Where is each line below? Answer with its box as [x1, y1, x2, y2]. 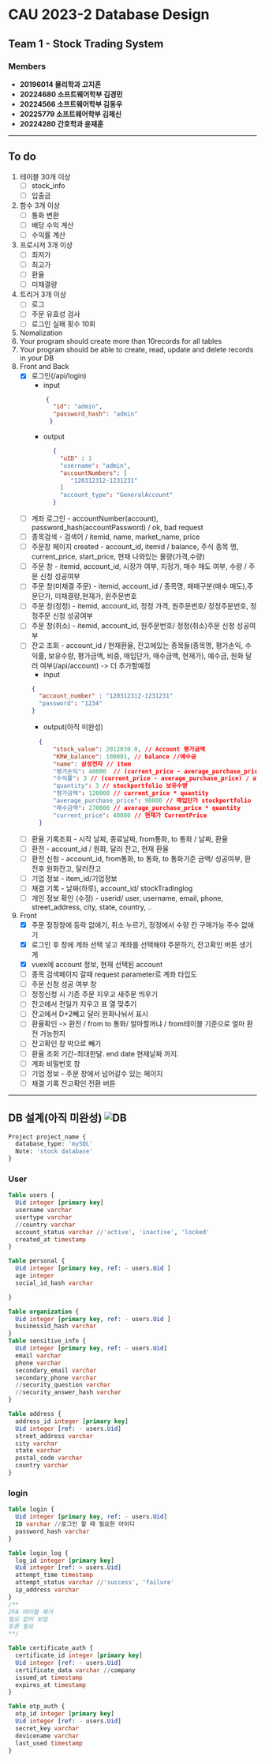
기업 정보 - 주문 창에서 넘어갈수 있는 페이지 [31, 1068, 163, 1078]
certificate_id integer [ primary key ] [15, 1651, 144, 1660]
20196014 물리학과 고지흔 [19, 79, 102, 88]
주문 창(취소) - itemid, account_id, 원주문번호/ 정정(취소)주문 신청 [31, 621, 235, 631]
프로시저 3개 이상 [19, 240, 73, 250]
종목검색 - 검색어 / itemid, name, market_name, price [31, 532, 200, 542]
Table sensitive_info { [8, 1337, 87, 1345]
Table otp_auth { [8, 1703, 65, 1711]
